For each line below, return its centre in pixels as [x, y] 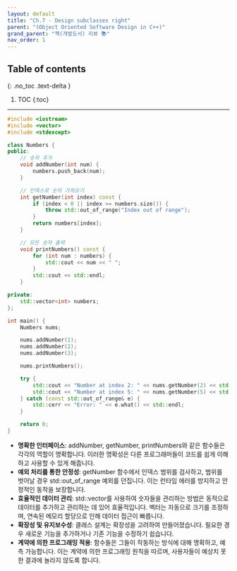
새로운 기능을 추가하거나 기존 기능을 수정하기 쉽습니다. [99, 534]
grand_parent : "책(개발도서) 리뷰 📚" [59, 34]
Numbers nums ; [41, 327]
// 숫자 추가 [36, 158]
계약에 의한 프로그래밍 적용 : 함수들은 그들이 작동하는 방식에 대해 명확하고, [118, 542]
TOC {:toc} [33, 99]
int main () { [26, 321]
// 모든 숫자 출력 [43, 242]
